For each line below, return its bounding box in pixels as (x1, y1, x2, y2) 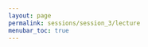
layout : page (8, 11, 52, 20)
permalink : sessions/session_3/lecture (8, 19, 141, 27)
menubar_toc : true (8, 26, 69, 34)
